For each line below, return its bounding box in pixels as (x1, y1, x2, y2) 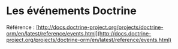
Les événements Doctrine (6, 4, 137, 18)
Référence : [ (6, 24, 38, 31)
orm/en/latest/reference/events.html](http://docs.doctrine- (6, 30, 152, 37)
